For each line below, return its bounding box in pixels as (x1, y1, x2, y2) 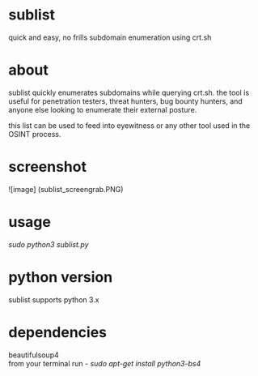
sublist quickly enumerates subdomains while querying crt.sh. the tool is (8, 88, 249, 97)
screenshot (8, 158, 87, 176)
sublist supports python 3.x (8, 294, 99, 305)
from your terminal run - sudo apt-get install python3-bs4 (8, 358, 201, 368)
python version (8, 267, 113, 286)
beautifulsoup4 (8, 350, 59, 360)
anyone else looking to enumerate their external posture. (8, 105, 197, 114)
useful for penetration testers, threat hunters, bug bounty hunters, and (8, 96, 243, 106)
